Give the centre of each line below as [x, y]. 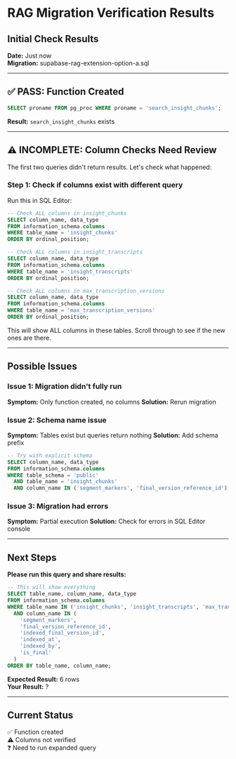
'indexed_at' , [40, 640]
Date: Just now [29, 55]
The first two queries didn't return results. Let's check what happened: [110, 167]
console [19, 529]
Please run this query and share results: [67, 574]
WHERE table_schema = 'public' [53, 475]
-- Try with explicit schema [50, 455]
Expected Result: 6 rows [43, 679]
